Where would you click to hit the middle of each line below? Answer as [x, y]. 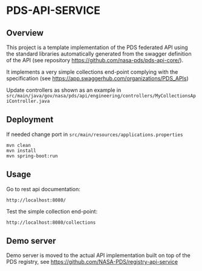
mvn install [21, 151]
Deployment [30, 119]
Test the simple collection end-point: [52, 211]
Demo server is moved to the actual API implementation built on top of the [98, 255]
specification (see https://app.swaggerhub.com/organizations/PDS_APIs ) [97, 78]
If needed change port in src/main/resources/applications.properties [95, 134]
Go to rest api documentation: [43, 189]
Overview [25, 33]
